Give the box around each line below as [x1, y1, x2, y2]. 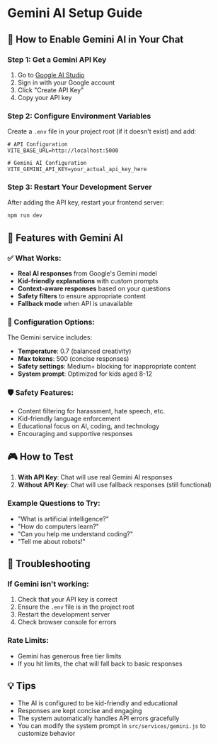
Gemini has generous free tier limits [17, 651, 122, 660]
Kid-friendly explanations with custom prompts [17, 277, 159, 286]
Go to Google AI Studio [17, 70, 85, 79]
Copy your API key [17, 93, 72, 102]
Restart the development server [17, 610, 110, 619]
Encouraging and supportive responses [17, 429, 133, 438]
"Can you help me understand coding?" [17, 529, 133, 538]
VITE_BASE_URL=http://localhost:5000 [7, 147, 119, 154]
